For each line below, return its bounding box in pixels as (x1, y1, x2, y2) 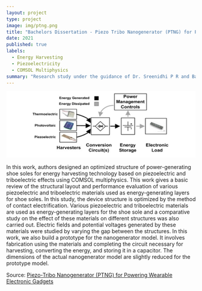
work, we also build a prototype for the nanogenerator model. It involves (6, 234, 185, 241)
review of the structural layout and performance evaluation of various (6, 183, 179, 190)
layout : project (6, 10, 47, 16)
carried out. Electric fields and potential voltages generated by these (6, 221, 176, 229)
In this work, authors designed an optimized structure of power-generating (6, 164, 191, 171)
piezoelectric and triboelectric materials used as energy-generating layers (6, 189, 190, 196)
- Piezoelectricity (11, 60, 61, 66)
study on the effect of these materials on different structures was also (6, 215, 179, 222)
